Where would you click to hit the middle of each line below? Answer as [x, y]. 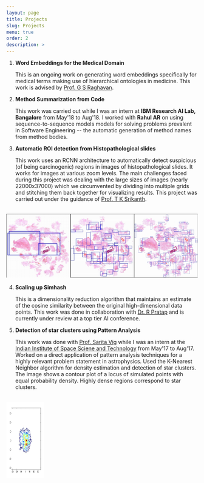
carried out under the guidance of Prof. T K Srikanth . [81, 199]
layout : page [23, 13]
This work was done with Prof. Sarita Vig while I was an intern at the [100, 342]
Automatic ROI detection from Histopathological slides [85, 148]
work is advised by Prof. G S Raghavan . [64, 87]
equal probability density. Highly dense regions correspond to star [98, 380]
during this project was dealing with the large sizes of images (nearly [101, 180]
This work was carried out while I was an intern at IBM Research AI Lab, [105, 111]
